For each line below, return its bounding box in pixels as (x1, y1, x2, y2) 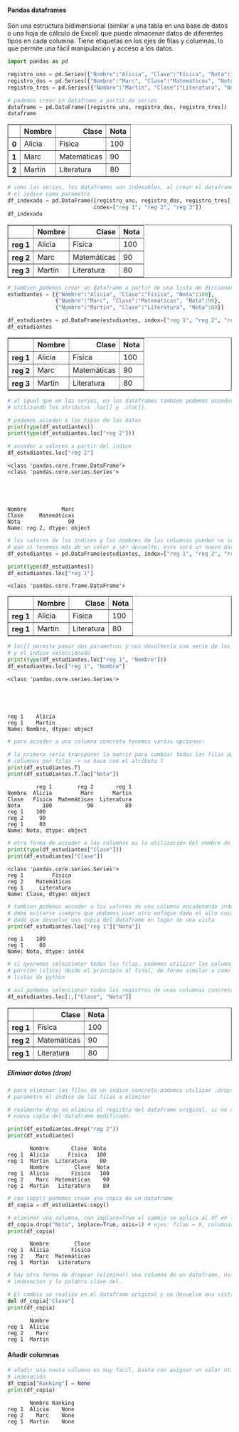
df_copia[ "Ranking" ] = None (7, 1379, 91, 1387)
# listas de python (7, 974, 65, 981)
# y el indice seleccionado (7, 650, 91, 657)
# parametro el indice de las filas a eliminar (7, 1093, 152, 1100)
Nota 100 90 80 (7, 802, 132, 809)
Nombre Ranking (29, 1399, 75, 1406)
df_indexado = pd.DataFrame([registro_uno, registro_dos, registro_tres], (7, 197, 234, 204)
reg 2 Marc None (7, 1411, 75, 1419)
